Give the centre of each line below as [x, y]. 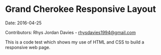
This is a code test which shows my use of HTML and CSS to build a [75, 42]
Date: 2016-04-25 [24, 23]
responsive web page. [28, 47]
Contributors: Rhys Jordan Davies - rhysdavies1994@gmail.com [71, 32]
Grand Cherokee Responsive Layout [80, 9]
